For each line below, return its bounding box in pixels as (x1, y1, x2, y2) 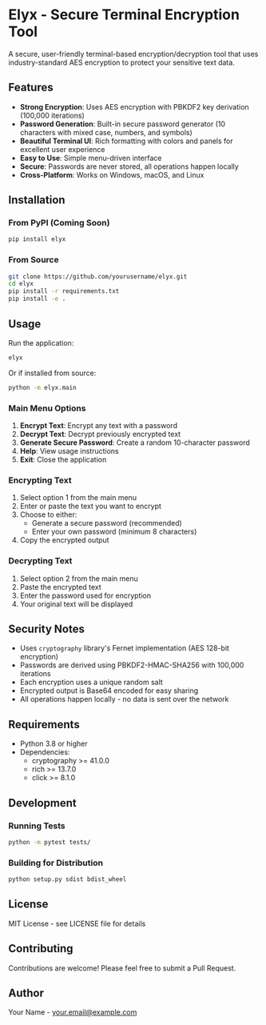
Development (8, 796, 77, 810)
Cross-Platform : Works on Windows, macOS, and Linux (19, 170, 204, 179)
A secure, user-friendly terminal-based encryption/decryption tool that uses (8, 49, 259, 58)
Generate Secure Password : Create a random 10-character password (19, 438, 250, 447)
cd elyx (8, 280, 34, 288)
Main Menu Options (8, 402, 86, 414)
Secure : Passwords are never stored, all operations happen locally (19, 162, 240, 171)
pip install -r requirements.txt (8, 287, 120, 295)
